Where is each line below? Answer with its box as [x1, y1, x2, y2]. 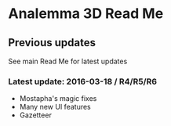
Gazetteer [19, 110, 53, 120]
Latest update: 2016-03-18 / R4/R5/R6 [8, 76, 158, 87]
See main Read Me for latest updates [8, 56, 128, 66]
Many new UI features [19, 103, 92, 112]
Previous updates [8, 36, 96, 49]
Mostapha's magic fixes [19, 94, 97, 103]
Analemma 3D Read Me [8, 5, 164, 23]
